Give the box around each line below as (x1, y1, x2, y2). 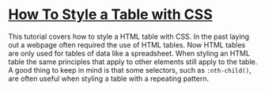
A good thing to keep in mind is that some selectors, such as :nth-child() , (8, 65, 252, 74)
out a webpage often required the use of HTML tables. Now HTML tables (8, 40, 246, 49)
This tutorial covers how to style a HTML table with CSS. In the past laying (8, 32, 250, 41)
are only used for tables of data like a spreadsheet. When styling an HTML (8, 48, 251, 58)
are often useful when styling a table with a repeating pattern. (8, 74, 210, 83)
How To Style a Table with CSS (8, 6, 213, 24)
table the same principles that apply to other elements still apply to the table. (8, 57, 258, 66)
